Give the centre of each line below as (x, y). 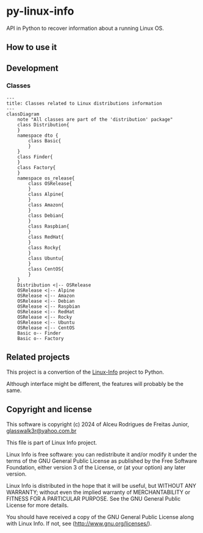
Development (33, 68)
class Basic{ (45, 141)
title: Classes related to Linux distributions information (84, 104)
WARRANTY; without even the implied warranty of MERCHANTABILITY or (98, 492)
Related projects (38, 357)
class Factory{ (37, 168)
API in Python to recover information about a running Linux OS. (85, 28)
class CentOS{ (46, 269)
